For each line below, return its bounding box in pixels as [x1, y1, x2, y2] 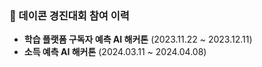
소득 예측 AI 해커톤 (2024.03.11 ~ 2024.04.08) [23, 46, 207, 58]
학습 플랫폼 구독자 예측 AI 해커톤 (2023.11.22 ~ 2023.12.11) [23, 33, 253, 46]
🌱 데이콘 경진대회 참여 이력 [9, 8, 130, 22]
